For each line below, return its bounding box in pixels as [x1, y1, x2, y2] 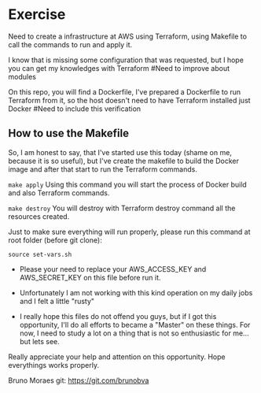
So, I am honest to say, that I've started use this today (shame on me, [8, 147, 232, 157]
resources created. [8, 211, 70, 221]
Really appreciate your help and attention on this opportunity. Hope [8, 352, 226, 361]
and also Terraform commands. [8, 187, 110, 198]
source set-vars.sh [8, 250, 72, 258]
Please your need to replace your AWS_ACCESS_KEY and [19, 264, 207, 273]
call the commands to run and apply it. [8, 39, 133, 49]
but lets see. [19, 336, 61, 346]
